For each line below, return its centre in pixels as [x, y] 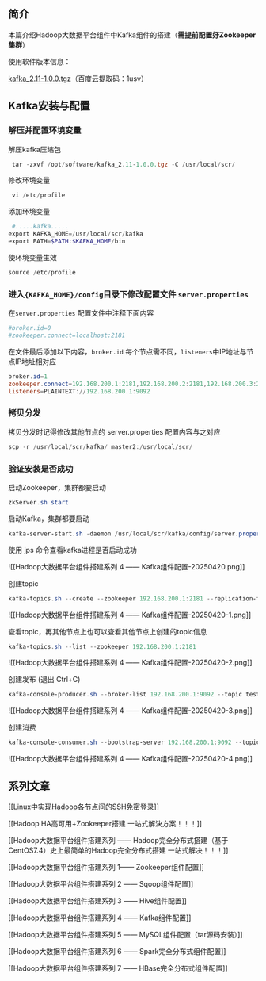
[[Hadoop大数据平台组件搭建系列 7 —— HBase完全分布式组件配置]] [118, 968]
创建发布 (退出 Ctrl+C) [44, 680]
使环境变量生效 [32, 257]
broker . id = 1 [28, 376]
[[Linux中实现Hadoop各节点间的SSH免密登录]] [84, 807]
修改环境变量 [29, 180]
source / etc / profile [42, 272]
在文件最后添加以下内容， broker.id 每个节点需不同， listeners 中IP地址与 [127, 351]
